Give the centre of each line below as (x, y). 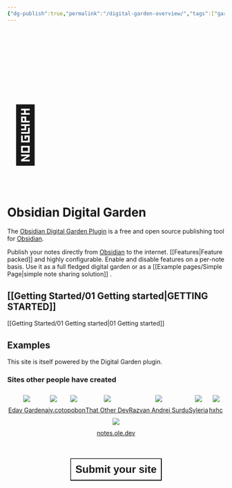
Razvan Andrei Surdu (159, 410)
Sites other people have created (62, 379)
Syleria (199, 410)
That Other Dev (107, 410)
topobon (74, 410)
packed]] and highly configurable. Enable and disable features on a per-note (116, 259)
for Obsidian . (26, 238)
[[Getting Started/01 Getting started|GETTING (108, 295)
